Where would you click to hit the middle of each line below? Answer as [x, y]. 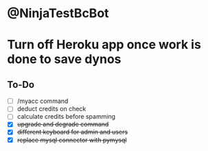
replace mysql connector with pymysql [72, 140]
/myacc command [43, 101]
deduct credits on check [51, 109]
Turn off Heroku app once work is [104, 45]
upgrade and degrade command [63, 124]
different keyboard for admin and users [72, 132]
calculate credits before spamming [66, 117]
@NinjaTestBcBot [58, 13]
